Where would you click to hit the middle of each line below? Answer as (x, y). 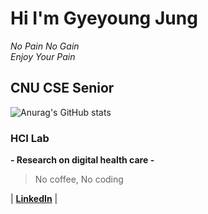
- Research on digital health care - (82, 160)
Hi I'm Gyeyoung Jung (104, 18)
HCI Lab (30, 138)
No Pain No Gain (45, 46)
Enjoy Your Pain (43, 56)
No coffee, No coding (79, 179)
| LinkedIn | (34, 199)
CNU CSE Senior (62, 88)
